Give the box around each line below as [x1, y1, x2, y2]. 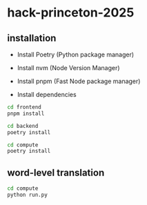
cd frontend [7, 104, 41, 111]
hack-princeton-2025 [7, 5, 135, 21]
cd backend [7, 122, 39, 129]
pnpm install [7, 110, 45, 117]
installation [7, 32, 57, 44]
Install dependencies [17, 91, 77, 98]
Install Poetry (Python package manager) [17, 50, 135, 58]
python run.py [7, 191, 48, 198]
